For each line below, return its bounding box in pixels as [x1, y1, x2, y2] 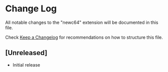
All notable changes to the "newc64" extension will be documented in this [5, 19, 158, 25]
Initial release [12, 62, 40, 68]
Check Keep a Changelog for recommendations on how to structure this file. [5, 34, 163, 40]
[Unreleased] [5, 49, 48, 57]
